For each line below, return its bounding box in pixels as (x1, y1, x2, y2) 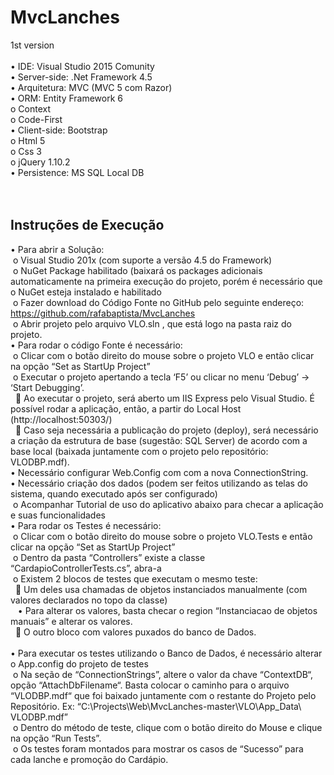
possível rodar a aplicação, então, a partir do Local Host (10, 402, 242, 415)
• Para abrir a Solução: (10, 243, 105, 255)
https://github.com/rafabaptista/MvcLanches (10, 307, 196, 319)
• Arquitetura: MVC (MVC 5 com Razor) (10, 81, 173, 93)
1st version (10, 39, 55, 51)
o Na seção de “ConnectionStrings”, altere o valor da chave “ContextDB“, (12, 668, 314, 680)
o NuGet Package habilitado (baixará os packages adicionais (12, 264, 263, 276)
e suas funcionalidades (10, 509, 106, 521)
